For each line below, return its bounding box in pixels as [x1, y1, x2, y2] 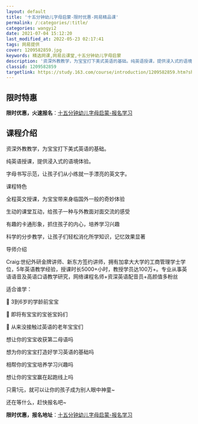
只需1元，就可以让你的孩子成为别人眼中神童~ [6, 386, 115, 393]
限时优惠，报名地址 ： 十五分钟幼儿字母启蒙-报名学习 [6, 411, 133, 418]
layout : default [6, 8, 46, 15]
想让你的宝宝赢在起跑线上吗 [6, 373, 74, 380]
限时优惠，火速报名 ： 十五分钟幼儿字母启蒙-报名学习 [6, 109, 133, 116]
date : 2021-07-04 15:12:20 [6, 31, 72, 37]
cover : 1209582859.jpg [6, 47, 62, 53]
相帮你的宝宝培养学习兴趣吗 [6, 361, 74, 368]
